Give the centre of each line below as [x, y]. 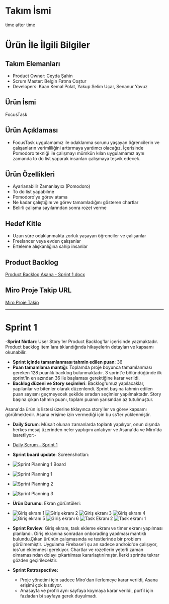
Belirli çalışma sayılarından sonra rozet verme [59, 208]
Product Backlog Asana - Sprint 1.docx [45, 274]
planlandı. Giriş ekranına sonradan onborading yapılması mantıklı [79, 533]
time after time [20, 25]
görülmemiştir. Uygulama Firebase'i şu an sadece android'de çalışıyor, [85, 544]
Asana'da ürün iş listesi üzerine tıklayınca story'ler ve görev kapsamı [76, 409]
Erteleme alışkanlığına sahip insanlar [50, 246]
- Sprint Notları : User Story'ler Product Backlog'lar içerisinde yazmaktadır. [82, 341]
